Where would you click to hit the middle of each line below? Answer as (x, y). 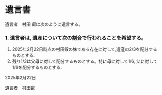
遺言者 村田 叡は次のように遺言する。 (44, 24)
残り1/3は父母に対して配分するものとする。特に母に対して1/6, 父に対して (85, 61)
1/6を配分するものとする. (37, 68)
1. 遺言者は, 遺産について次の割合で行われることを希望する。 (76, 38)
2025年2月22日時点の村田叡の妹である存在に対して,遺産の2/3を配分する (85, 49)
